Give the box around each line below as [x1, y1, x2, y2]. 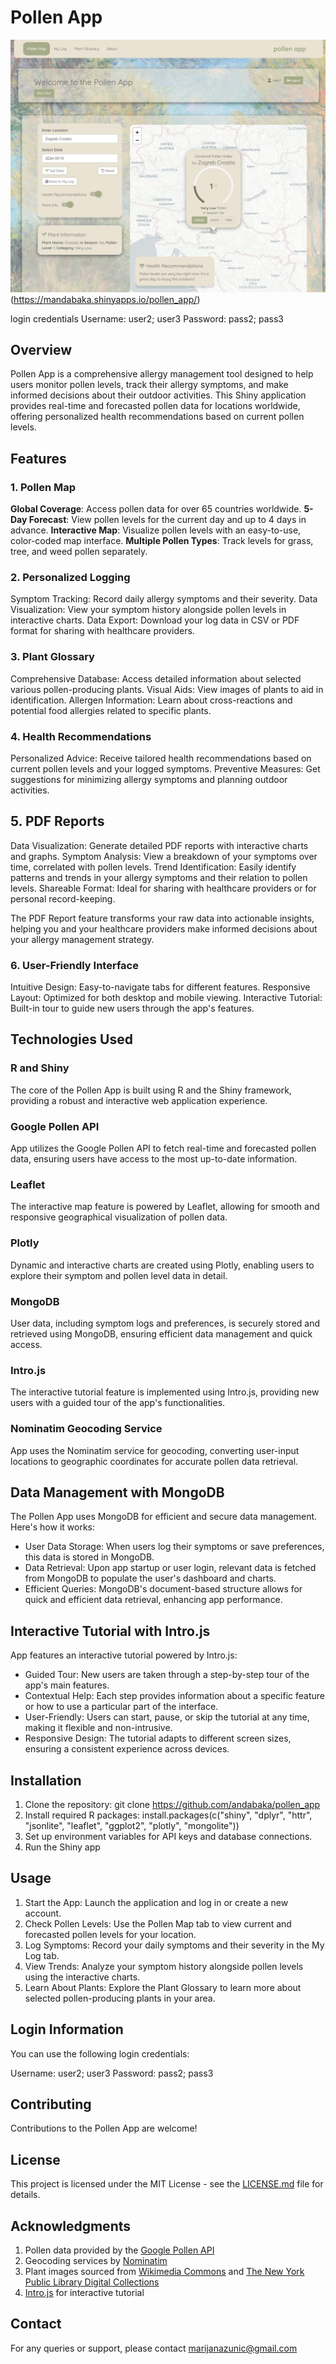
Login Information [10, 2021, 124, 2038]
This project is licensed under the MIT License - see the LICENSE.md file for [10, 2178, 324, 2190]
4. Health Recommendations [10, 729, 152, 743]
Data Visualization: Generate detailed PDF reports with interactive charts [10, 839, 309, 851]
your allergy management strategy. [10, 933, 155, 945]
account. [24, 1907, 62, 1919]
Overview [10, 341, 73, 358]
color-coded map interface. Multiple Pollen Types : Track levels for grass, [10, 535, 314, 547]
